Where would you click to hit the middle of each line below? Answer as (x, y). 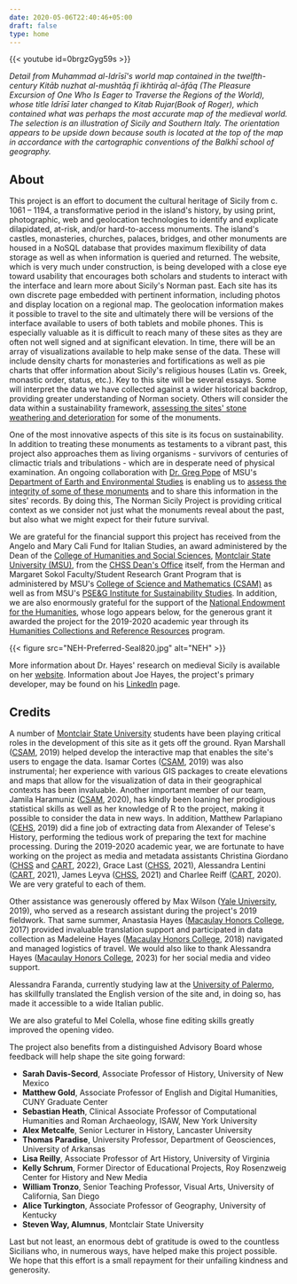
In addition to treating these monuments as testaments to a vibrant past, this (148, 444)
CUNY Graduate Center (65, 1102)
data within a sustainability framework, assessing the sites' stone (128, 408)
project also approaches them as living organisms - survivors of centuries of (149, 454)
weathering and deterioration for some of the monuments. (115, 418)
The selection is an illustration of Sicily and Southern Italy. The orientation (145, 123)
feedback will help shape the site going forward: (97, 1057)
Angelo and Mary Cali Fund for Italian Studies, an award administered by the (148, 546)
